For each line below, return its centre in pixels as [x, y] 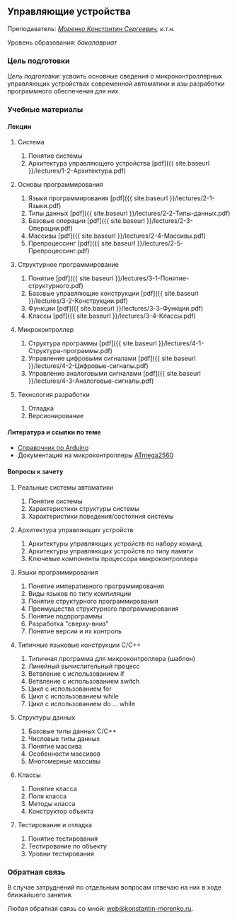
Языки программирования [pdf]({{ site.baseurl [98, 198]
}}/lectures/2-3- [169, 221]
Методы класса [52, 803]
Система [31, 142]
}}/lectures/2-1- [192, 198]
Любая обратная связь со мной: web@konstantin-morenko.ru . [100, 908]
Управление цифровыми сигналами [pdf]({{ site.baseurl [112, 358]
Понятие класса [53, 788]
